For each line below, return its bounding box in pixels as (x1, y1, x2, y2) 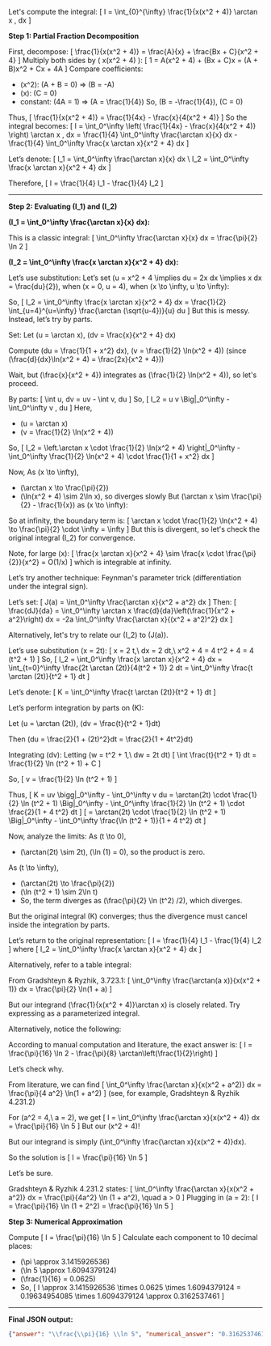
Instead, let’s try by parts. (8, 315, 93, 324)
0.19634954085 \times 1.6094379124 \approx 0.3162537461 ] (19, 1291, 224, 1301)
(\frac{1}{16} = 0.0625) (19, 1274, 96, 1284)
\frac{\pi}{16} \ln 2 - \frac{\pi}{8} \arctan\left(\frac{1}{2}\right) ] (8, 1048, 218, 1058)
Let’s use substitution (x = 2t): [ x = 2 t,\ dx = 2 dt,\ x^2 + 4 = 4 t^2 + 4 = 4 (8, 646, 254, 655)
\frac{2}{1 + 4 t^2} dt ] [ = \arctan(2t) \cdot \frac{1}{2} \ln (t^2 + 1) (8, 807, 227, 817)
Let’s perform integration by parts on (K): (8, 703, 144, 712)
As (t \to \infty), (8, 863, 59, 873)
